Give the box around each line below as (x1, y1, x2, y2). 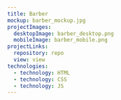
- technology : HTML (13, 69, 71, 76)
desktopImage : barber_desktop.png (13, 30, 114, 37)
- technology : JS (13, 82, 64, 89)
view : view (13, 56, 45, 63)
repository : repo (13, 50, 64, 57)
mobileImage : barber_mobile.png (13, 37, 108, 44)
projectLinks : (7, 43, 49, 50)
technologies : (7, 63, 49, 70)
